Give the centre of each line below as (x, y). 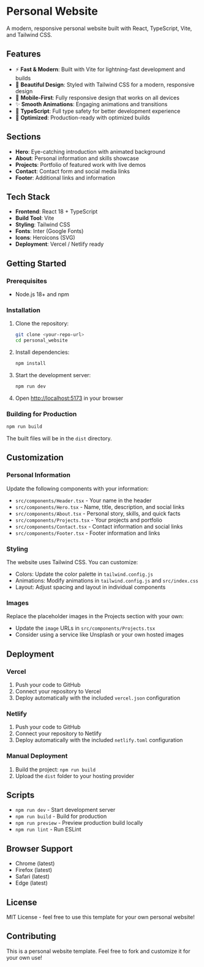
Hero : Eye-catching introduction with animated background (90, 151)
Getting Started (36, 263)
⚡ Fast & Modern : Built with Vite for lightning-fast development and (100, 69)
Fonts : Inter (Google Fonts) (49, 231)
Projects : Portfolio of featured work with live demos (80, 164)
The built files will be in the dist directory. (59, 438)
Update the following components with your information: (77, 488)
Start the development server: (53, 375)
